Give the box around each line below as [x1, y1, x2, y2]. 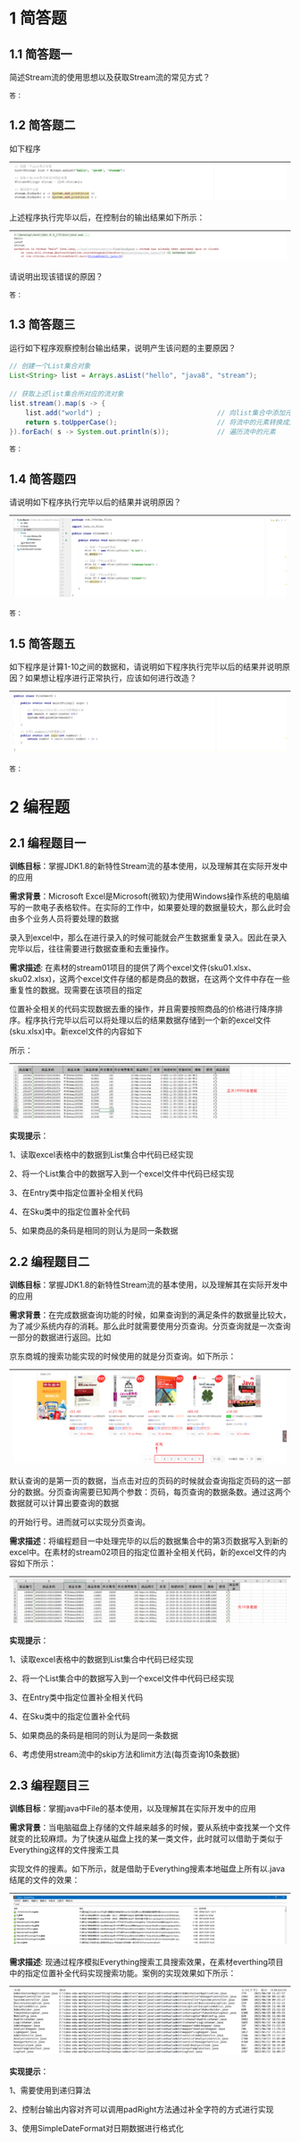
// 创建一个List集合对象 [9, 361, 91, 371]
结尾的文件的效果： [9, 1875, 80, 1886]
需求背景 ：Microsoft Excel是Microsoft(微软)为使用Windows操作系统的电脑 [9, 891, 282, 901]
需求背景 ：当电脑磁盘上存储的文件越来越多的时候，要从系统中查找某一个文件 [9, 1822, 291, 1833]
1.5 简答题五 [9, 636, 76, 651]
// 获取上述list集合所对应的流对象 [9, 389, 124, 398]
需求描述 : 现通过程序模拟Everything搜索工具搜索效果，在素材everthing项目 [9, 1956, 284, 1967]
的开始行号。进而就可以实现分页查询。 [9, 1516, 150, 1527]
